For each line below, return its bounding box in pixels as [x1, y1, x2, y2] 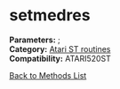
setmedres [9, 5, 91, 26]
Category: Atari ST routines [9, 43, 111, 54]
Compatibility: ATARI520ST [9, 53, 111, 63]
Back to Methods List [9, 70, 87, 80]
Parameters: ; [9, 34, 60, 45]
